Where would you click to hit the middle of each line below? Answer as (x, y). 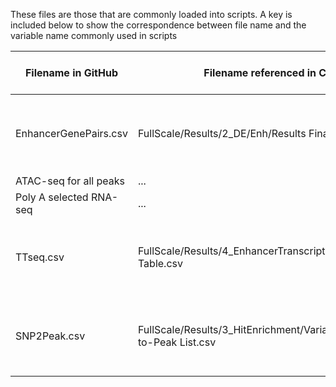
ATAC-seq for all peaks (70, 181)
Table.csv (160, 263)
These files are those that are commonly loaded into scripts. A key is (151, 14)
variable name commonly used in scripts (94, 35)
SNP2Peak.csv (50, 336)
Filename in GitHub (71, 72)
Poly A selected (52, 197)
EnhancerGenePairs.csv (71, 133)
